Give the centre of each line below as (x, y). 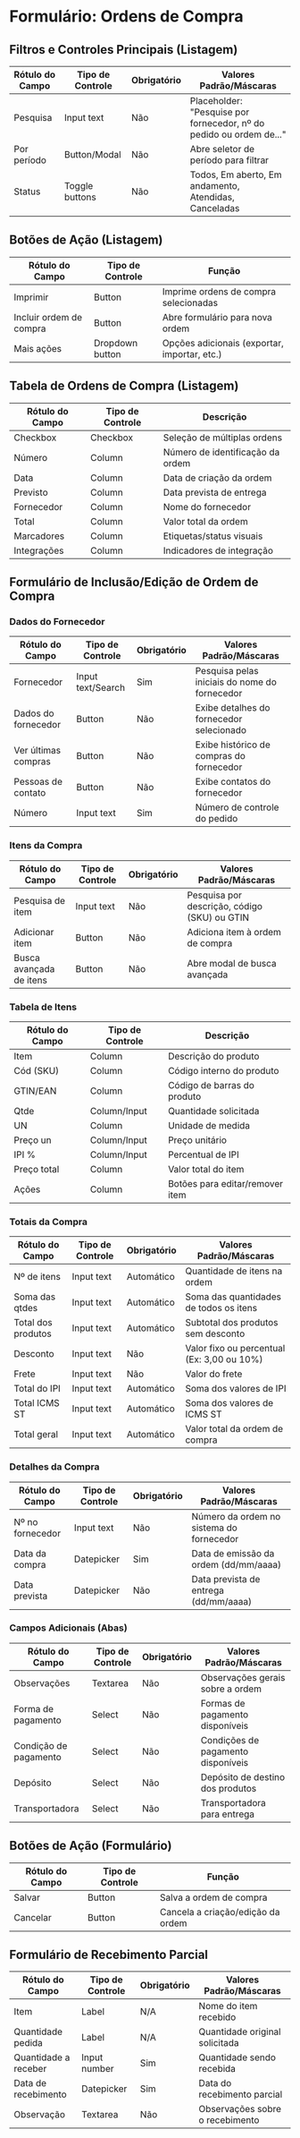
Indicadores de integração (218, 550)
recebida (217, 2069)
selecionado (221, 730)
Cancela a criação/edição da (220, 1912)
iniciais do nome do (236, 682)
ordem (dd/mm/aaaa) (236, 1564)
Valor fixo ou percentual (235, 1349)
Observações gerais (243, 1677)
